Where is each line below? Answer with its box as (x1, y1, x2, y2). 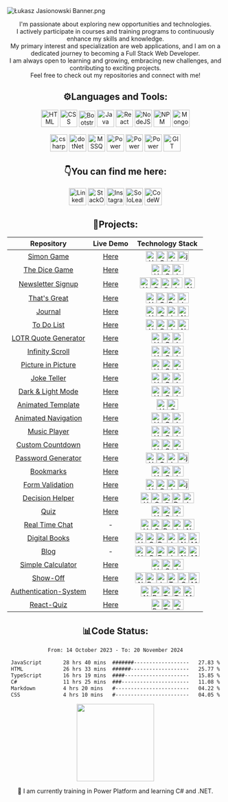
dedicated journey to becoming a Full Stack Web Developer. (30, 50, 201, 57)
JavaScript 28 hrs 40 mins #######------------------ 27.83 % (10, 660, 220, 666)
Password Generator (14, 453, 82, 463)
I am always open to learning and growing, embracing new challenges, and (9, 56, 222, 65)
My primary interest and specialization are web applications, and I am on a (10, 42, 221, 50)
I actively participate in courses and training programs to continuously (16, 28, 215, 35)
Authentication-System (10, 586, 87, 596)
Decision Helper (23, 493, 74, 503)
